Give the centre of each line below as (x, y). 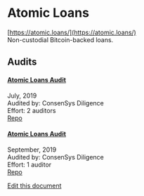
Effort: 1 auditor (30, 164)
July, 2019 (22, 96)
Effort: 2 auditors (32, 110)
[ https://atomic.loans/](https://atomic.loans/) (72, 32)
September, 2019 (32, 150)
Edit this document (34, 185)
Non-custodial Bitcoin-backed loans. (60, 39)
